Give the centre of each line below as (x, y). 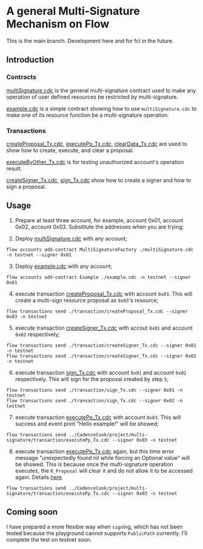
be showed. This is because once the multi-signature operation (94, 464)
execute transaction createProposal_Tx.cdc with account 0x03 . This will (104, 294)
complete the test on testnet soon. (49, 539)
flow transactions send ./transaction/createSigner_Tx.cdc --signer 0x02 (101, 356)
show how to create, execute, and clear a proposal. (70, 150)
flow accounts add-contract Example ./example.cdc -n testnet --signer (98, 277)
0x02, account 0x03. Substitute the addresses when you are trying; (99, 227)
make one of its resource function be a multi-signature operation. (88, 115)
